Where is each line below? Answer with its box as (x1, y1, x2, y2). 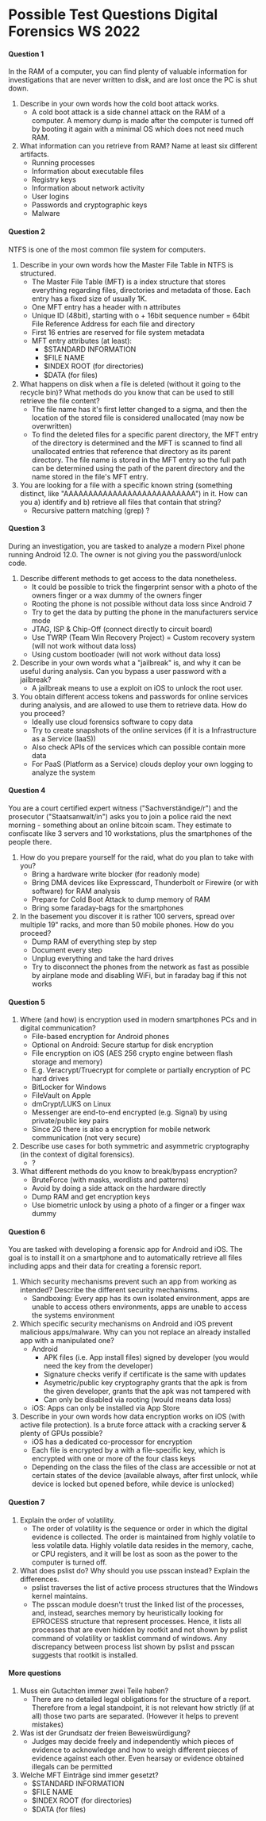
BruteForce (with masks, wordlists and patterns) (31, 1175, 189, 1184)
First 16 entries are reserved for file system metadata (31, 327, 205, 337)
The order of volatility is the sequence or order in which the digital (31, 1523, 248, 1533)
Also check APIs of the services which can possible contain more (31, 742, 246, 752)
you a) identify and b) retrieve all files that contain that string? (19, 497, 222, 506)
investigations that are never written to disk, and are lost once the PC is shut (8, 75, 258, 85)
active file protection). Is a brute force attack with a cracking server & (19, 1420, 247, 1430)
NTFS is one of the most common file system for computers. (8, 244, 206, 254)
